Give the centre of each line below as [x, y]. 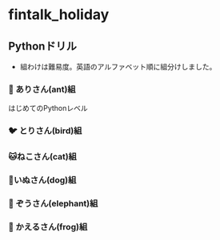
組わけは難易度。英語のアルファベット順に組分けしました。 [118, 67]
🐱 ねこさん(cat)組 [43, 157]
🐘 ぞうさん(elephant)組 [53, 203]
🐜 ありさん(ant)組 [42, 89]
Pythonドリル [43, 46]
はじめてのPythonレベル [48, 108]
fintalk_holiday [59, 15]
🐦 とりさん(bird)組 [45, 131]
